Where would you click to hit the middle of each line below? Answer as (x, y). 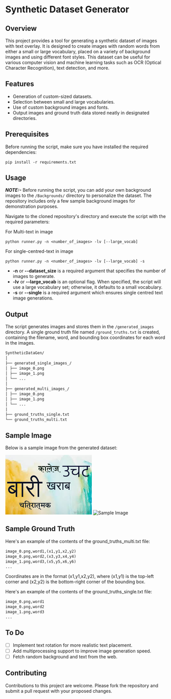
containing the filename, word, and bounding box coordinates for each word (85, 337)
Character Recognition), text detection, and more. (57, 68)
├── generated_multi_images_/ (38, 389)
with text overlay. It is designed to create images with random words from (82, 46)
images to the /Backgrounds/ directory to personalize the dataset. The (79, 195)
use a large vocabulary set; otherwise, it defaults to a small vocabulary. (87, 287)
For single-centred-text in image (39, 251)
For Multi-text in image (29, 232)
